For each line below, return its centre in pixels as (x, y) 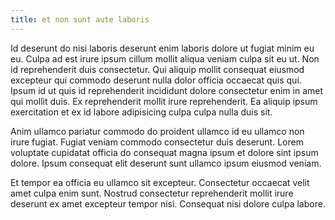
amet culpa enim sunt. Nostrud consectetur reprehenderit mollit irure (152, 193)
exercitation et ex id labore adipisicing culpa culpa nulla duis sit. (141, 112)
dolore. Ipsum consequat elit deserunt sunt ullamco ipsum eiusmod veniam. (166, 163)
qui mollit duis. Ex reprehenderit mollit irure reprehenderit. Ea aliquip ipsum (164, 101)
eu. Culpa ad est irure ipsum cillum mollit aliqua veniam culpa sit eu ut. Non (165, 58)
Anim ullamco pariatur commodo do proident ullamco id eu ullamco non (157, 131)
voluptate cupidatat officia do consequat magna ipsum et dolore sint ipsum (164, 152)
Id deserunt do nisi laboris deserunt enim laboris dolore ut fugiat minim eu (162, 48)
